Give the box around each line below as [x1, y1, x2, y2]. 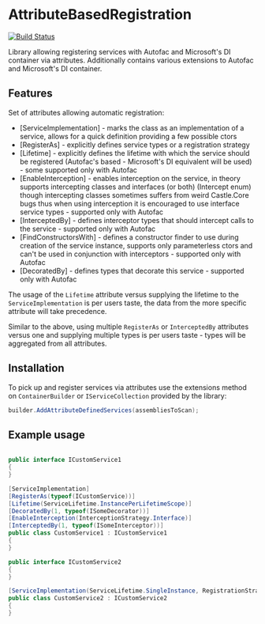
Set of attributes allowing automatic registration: [8, 108, 165, 117]
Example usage [8, 428, 85, 441]
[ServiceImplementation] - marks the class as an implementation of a [19, 123, 244, 132]
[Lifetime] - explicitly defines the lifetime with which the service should [19, 148, 250, 157]
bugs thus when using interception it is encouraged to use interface [19, 199, 241, 208]
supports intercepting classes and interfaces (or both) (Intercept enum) [19, 182, 252, 191]
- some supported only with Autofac [19, 165, 138, 175]
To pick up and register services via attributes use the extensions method [8, 382, 247, 392]
